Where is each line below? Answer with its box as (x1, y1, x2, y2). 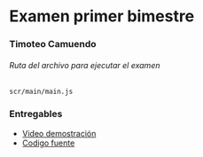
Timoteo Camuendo (9, 38, 97, 51)
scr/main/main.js (9, 87, 74, 97)
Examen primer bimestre (9, 6, 195, 27)
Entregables (9, 108, 63, 121)
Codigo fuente (21, 137, 75, 148)
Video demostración (21, 128, 97, 138)
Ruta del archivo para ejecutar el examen (9, 59, 160, 70)
